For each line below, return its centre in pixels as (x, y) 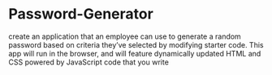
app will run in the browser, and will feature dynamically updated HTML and (135, 53)
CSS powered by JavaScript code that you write (89, 62)
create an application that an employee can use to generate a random (125, 36)
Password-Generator (81, 14)
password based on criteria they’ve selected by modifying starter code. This (136, 44)
